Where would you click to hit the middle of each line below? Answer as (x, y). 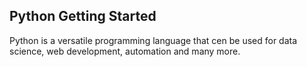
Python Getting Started (83, 16)
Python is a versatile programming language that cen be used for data (153, 40)
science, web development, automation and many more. (125, 51)
